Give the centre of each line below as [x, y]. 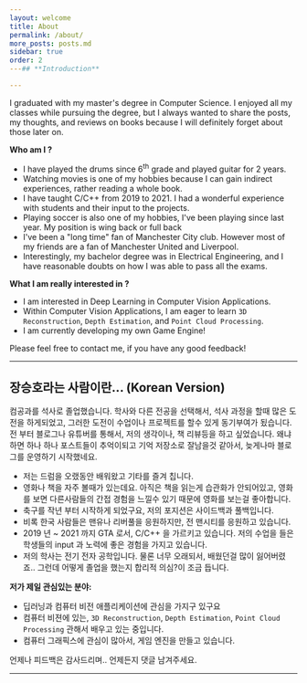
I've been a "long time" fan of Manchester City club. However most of [154, 236]
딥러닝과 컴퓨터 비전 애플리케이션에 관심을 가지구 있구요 [122, 606]
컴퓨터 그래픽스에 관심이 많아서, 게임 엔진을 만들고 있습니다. [129, 641]
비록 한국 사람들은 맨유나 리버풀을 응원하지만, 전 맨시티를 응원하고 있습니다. [157, 522]
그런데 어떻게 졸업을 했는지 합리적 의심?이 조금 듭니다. [133, 568]
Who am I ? [31, 149]
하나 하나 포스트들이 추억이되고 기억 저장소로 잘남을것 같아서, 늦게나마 [151, 446]
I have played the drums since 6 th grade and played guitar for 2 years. [154, 168]
